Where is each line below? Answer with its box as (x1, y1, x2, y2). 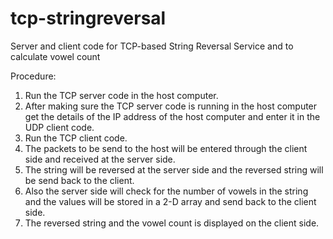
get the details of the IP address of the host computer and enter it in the (24, 110, 321, 122)
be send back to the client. (24, 174, 135, 186)
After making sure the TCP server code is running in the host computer (24, 100, 318, 112)
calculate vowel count (10, 50, 101, 62)
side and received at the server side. (24, 153, 176, 165)
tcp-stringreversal (10, 7, 167, 30)
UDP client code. (24, 121, 95, 133)
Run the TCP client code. (24, 132, 128, 144)
